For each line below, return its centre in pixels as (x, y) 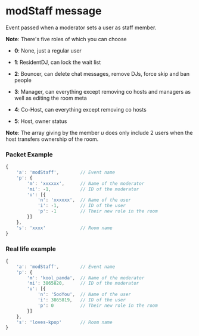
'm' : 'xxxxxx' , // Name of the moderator (86, 183)
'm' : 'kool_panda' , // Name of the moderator (86, 278)
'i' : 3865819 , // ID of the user (82, 300)
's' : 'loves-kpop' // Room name (64, 322)
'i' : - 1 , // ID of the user (82, 206)
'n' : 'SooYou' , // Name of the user (84, 295)
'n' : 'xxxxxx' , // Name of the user (84, 200)
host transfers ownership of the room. (52, 139)
